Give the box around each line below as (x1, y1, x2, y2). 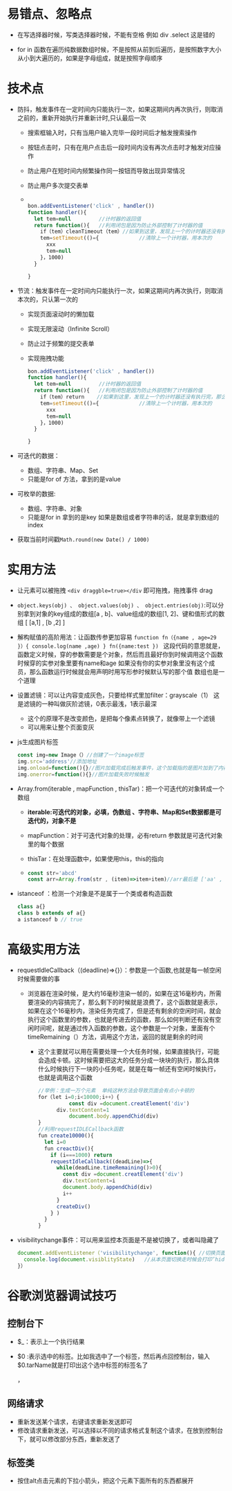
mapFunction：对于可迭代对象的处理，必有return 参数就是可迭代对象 (27, 831, 223, 839)
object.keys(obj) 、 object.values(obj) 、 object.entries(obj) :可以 (17, 601, 218, 610)
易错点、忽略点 (7, 6, 93, 22)
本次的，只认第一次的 (17, 295, 78, 303)
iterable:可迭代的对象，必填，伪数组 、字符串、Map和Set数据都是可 (27, 808, 222, 816)
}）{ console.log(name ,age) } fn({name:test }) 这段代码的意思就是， (17, 642, 224, 650)
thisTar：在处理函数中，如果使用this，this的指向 (27, 854, 164, 863)
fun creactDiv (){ (43, 1145, 95, 1152)
